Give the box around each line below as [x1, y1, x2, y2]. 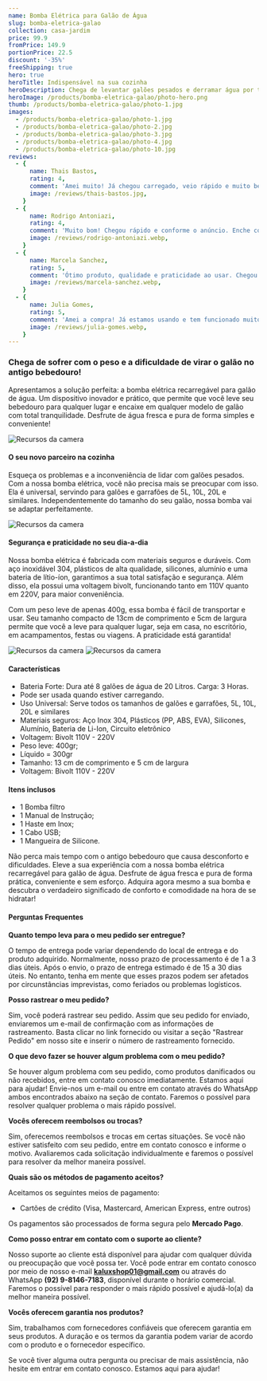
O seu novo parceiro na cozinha [8, 452, 115, 462]
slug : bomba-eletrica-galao [8, 19, 102, 27]
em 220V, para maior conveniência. [8, 589, 125, 599]
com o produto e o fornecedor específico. [8, 1340, 145, 1349]
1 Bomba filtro [19, 802, 65, 812]
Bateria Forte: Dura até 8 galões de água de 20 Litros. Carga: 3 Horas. [19, 682, 249, 691]
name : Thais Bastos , [29, 167, 98, 175]
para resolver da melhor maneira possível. [8, 1157, 146, 1167]
